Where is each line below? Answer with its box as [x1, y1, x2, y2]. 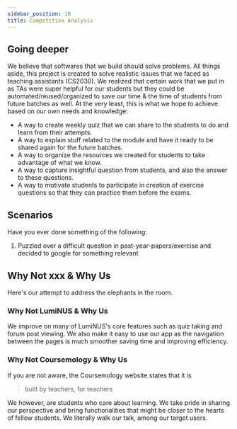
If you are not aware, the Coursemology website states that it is [7, 371, 192, 379]
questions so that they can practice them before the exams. [17, 188, 192, 197]
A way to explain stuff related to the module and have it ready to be [17, 136, 214, 144]
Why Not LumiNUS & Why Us [7, 306, 108, 316]
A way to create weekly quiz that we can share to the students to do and [17, 121, 229, 130]
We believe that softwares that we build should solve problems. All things [7, 62, 221, 71]
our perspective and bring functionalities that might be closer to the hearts [7, 406, 224, 414]
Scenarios [7, 209, 53, 221]
